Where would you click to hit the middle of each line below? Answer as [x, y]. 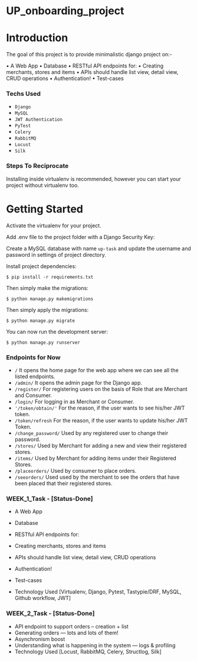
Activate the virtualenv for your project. [54, 225]
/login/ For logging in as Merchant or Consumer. [74, 401]
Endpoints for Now [33, 357]
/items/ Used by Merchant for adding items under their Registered [96, 458]
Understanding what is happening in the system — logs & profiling [95, 645]
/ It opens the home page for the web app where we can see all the [96, 370]
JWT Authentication [39, 120]
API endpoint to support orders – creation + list [71, 626]
